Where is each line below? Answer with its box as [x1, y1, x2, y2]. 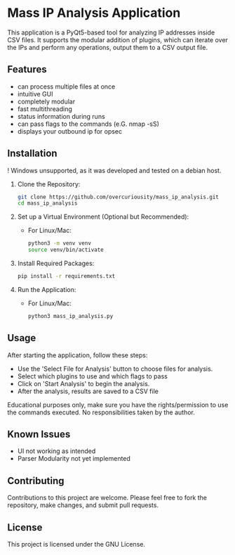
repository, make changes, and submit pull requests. [7, 501, 159, 509]
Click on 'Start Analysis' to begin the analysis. [17, 379, 150, 388]
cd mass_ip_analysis [17, 200, 78, 207]
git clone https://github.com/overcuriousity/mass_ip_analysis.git [17, 193, 219, 200]
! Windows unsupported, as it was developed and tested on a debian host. [7, 166, 222, 174]
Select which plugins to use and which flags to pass [17, 371, 168, 381]
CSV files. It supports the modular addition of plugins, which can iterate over [7, 35, 228, 44]
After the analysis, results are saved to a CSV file [17, 387, 159, 395]
